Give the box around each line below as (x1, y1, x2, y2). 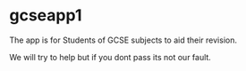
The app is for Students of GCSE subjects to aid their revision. (9, 35, 237, 45)
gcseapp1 (9, 5, 82, 26)
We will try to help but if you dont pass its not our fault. (9, 51, 212, 62)
